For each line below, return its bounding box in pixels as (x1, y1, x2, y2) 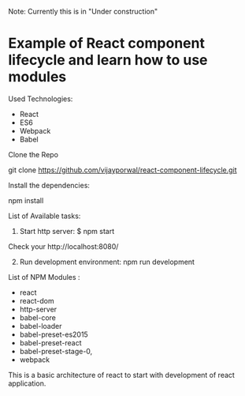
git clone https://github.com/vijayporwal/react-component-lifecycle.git (8, 165, 238, 175)
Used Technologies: (8, 94, 73, 104)
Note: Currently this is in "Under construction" (8, 7, 158, 16)
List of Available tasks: (8, 211, 81, 221)
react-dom (19, 296, 54, 305)
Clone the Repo (8, 149, 59, 159)
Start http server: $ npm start (19, 226, 115, 236)
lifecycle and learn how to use (8, 51, 208, 70)
